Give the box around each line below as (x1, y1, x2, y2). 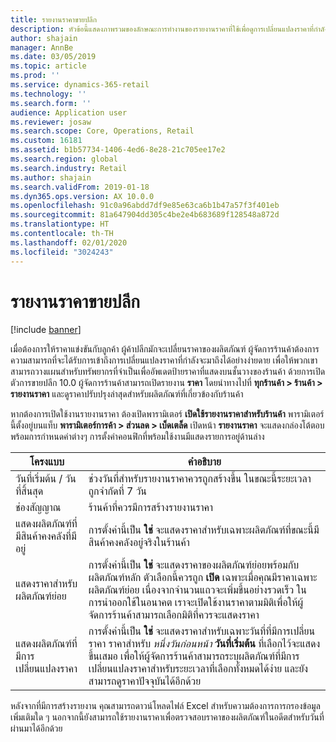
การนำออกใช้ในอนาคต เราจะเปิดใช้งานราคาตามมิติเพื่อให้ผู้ (88, 596, 304, 610)
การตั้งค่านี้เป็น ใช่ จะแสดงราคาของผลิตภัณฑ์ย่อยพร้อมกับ (88, 558, 300, 572)
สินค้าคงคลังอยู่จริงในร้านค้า (88, 536, 190, 550)
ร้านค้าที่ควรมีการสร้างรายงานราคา (88, 501, 214, 515)
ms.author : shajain (10, 172, 92, 183)
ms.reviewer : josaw (10, 117, 92, 127)
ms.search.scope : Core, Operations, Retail (10, 126, 195, 136)
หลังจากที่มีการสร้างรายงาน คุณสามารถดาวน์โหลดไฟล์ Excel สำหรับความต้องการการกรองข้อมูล (10, 700, 321, 712)
